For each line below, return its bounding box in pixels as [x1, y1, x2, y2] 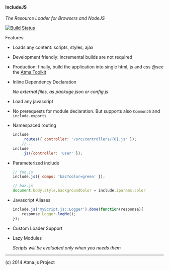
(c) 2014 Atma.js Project [5, 259, 55, 265]
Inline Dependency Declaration [12, 79, 77, 85]
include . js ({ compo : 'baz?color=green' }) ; [12, 174, 106, 179]
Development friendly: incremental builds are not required [12, 54, 132, 60]
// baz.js [12, 184, 34, 189]
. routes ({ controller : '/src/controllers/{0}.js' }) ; [22, 137, 137, 142]
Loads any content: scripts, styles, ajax [12, 44, 94, 50]
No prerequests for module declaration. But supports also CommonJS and [12, 108, 160, 114]
